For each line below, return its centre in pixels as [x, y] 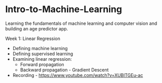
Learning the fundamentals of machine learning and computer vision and [81, 23]
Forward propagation [42, 64]
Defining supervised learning [43, 54]
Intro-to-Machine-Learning [64, 9]
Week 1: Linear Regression [33, 38]
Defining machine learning [40, 48]
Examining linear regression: [42, 59]
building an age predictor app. [37, 28]
